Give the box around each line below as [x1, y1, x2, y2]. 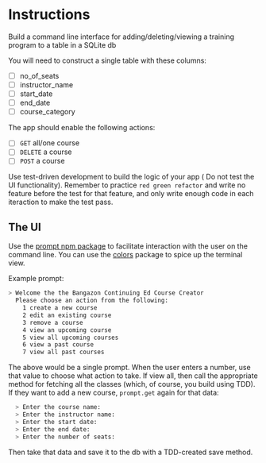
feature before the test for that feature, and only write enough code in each [8, 189, 254, 199]
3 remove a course [22, 318, 83, 326]
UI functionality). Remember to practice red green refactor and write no [8, 180, 246, 190]
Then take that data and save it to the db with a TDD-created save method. [8, 447, 253, 457]
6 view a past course [22, 341, 94, 349]
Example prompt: [8, 274, 64, 284]
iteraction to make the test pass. [8, 197, 114, 207]
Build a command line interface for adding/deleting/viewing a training [8, 32, 234, 41]
